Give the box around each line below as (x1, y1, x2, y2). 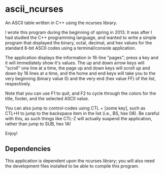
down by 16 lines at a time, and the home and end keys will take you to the (5, 70, 156, 76)
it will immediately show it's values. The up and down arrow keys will (5, 60, 145, 66)
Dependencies (5, 144, 51, 153)
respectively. (5, 80, 31, 87)
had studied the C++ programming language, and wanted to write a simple (5, 35, 157, 40)
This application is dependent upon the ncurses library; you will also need (5, 158, 155, 164)
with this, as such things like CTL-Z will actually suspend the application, (5, 115, 152, 121)
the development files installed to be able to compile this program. (5, 163, 139, 169)
